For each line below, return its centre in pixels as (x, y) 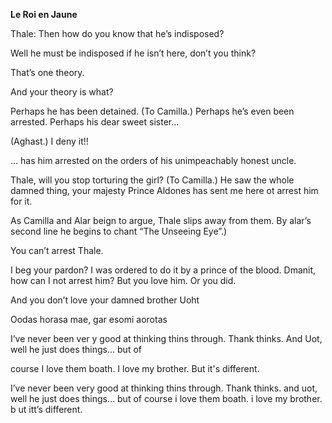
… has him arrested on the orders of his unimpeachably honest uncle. (153, 160)
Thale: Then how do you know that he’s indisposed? (117, 33)
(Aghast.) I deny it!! (49, 141)
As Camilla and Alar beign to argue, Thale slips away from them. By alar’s (161, 220)
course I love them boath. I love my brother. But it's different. (135, 368)
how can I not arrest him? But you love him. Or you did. (123, 280)
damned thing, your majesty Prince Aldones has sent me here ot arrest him (164, 190)
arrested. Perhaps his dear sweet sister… (95, 122)
